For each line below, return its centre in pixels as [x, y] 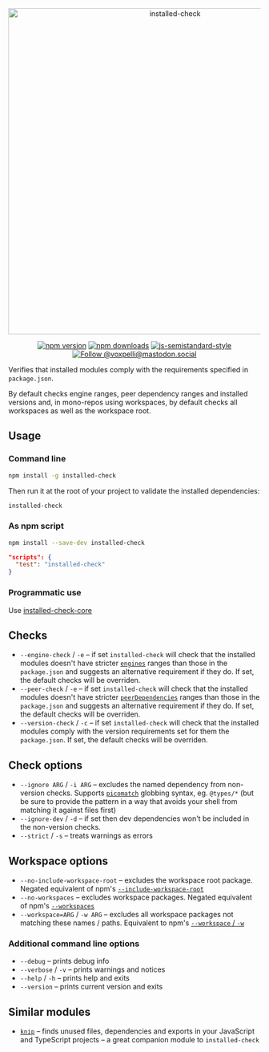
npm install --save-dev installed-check [77, 542]
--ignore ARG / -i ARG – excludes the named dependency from [123, 785]
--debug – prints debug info [64, 961]
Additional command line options [74, 944]
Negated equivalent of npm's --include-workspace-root [112, 888]
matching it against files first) [68, 810]
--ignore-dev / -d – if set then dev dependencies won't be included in [134, 818]
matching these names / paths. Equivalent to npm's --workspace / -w [132, 923]
